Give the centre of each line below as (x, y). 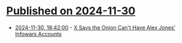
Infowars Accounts (38, 33)
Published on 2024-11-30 (71, 11)
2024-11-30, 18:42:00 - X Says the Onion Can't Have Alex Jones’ (95, 27)
